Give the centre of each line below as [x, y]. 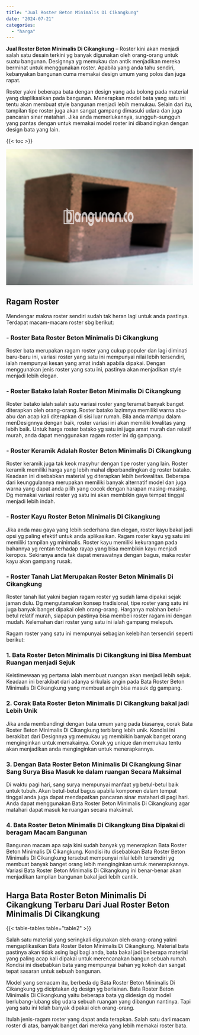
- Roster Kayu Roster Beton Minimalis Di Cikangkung [83, 517]
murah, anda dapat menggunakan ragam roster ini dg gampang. [84, 435]
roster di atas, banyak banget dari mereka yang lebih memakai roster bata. [97, 1026]
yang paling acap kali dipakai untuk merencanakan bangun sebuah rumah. [97, 959]
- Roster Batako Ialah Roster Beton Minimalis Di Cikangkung [94, 391]
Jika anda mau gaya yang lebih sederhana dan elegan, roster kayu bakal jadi [99, 530]
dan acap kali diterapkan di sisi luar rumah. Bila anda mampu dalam [99, 416]
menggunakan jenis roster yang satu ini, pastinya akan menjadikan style [94, 369]
